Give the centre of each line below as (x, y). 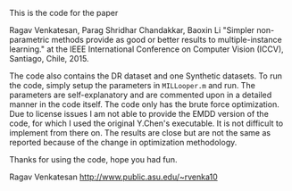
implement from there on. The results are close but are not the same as (140, 133)
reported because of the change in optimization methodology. (123, 142)
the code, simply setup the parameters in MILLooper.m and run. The (133, 85)
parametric (29, 40)
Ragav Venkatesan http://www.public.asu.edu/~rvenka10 (114, 177)
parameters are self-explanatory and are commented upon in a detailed (141, 95)
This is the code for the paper (64, 13)
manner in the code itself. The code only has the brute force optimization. (144, 104)
